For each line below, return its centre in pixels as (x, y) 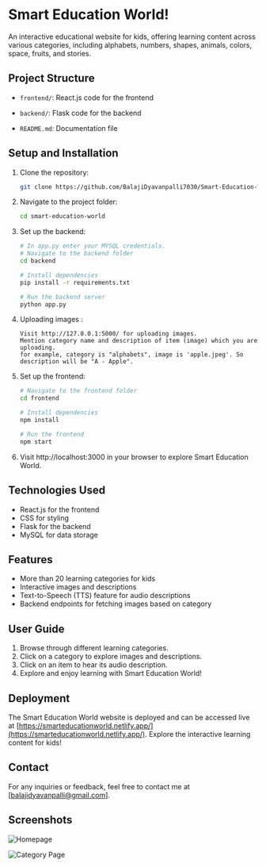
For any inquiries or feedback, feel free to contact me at (99, 786)
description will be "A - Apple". (76, 362)
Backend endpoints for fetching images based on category (116, 604)
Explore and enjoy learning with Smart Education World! (110, 673)
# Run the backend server (62, 297)
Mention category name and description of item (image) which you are (139, 341)
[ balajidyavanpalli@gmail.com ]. (59, 795)
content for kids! (35, 742)
